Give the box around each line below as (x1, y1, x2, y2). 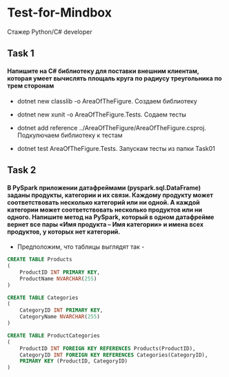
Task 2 (7, 164, 37, 176)
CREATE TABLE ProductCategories (7, 332, 100, 339)
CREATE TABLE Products (7, 256, 72, 263)
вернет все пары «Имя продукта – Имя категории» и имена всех (7, 220, 204, 228)
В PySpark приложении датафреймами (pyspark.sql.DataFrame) (7, 183, 201, 192)
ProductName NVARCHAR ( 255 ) (19, 275, 97, 282)
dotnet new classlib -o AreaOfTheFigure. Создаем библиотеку (17, 96, 198, 105)
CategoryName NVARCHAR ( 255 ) (19, 314, 100, 320)
